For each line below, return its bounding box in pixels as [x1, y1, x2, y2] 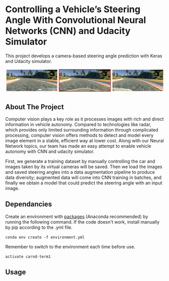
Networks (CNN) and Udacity [5, 25, 131, 37]
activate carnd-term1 [5, 254, 51, 259]
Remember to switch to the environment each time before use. [5, 243, 136, 249]
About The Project [5, 103, 64, 111]
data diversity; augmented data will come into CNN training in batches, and [5, 174, 162, 181]
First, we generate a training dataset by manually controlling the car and [5, 159, 155, 165]
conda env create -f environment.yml [5, 235, 85, 240]
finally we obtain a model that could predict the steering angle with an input [5, 180, 163, 186]
